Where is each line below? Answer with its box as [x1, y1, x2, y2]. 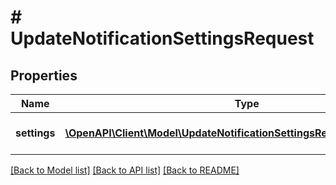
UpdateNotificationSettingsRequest [10, 27, 315, 50]
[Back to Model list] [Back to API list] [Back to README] [10, 164, 240, 176]
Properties [10, 67, 78, 84]
